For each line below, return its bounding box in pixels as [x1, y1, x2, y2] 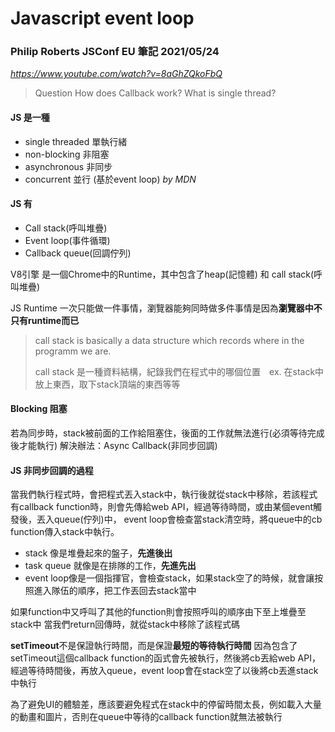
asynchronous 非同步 [24, 160, 113, 172]
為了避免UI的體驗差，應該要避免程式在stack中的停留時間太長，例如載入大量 [10, 698, 322, 711]
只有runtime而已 [10, 314, 80, 326]
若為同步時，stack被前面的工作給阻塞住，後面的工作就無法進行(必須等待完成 [10, 427, 325, 439]
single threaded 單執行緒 [24, 135, 128, 147]
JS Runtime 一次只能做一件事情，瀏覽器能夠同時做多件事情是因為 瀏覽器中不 [10, 302, 323, 314]
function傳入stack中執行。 [10, 526, 120, 538]
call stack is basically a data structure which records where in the [34, 334, 305, 346]
